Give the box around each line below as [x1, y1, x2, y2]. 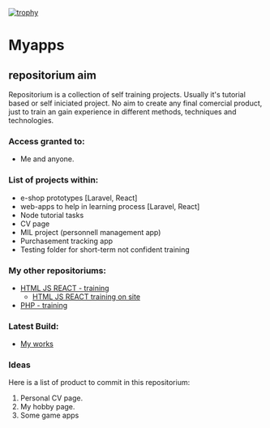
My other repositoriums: [8, 264, 107, 276]
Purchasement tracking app [19, 236, 114, 246]
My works [19, 339, 54, 349]
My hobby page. [19, 402, 75, 412]
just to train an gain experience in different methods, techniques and [8, 107, 237, 117]
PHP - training [19, 300, 68, 310]
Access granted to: [8, 135, 85, 147]
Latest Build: [8, 320, 59, 332]
